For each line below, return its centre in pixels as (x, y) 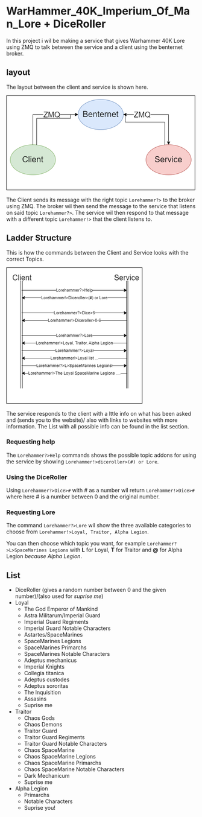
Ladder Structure (39, 238)
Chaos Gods (39, 718)
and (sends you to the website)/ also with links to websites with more (92, 420)
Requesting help (31, 442)
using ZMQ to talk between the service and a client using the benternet (94, 47)
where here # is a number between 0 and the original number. (83, 497)
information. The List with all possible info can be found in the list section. (98, 426)
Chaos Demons (43, 725)
